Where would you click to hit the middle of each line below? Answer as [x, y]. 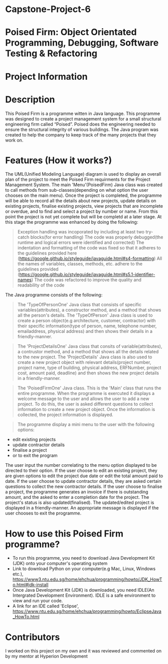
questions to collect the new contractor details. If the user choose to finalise [84, 487]
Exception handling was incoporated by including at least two [81, 232]
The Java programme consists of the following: [54, 295]
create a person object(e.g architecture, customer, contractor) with [87, 321]
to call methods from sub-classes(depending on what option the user [77, 190]
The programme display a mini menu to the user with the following [86, 425]
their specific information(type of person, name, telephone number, [87, 326]
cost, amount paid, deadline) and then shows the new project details [88, 373]
